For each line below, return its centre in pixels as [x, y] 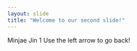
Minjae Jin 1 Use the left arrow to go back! [69, 40]
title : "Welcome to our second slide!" [66, 20]
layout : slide [28, 14]
